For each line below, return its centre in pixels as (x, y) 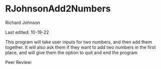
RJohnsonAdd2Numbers (58, 9)
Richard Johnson (23, 22)
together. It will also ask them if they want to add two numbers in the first (80, 47)
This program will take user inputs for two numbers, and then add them (78, 42)
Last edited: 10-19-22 (27, 32)
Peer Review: (19, 62)
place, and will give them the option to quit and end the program (71, 52)
